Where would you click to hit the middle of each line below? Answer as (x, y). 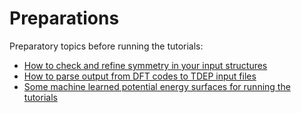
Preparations (64, 18)
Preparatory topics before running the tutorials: (106, 46)
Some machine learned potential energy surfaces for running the (157, 86)
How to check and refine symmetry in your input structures (145, 65)
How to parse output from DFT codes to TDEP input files (140, 76)
